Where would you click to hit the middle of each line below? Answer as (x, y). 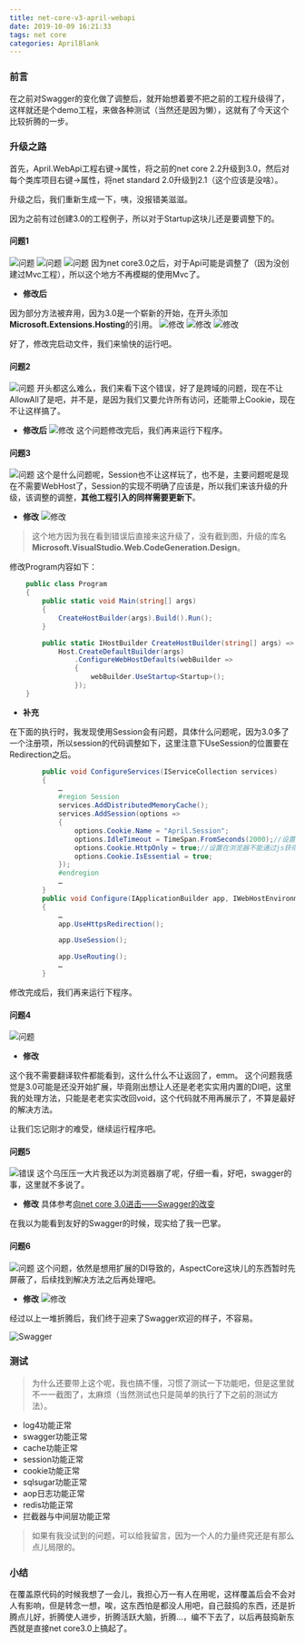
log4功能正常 (47, 1424)
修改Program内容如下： (54, 567)
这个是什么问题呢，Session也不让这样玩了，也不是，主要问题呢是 (158, 475)
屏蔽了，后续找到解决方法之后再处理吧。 (85, 1279)
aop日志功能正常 (54, 1493)
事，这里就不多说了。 (49, 1185)
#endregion (79, 873)
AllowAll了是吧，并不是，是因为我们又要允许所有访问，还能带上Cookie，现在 (152, 400)
